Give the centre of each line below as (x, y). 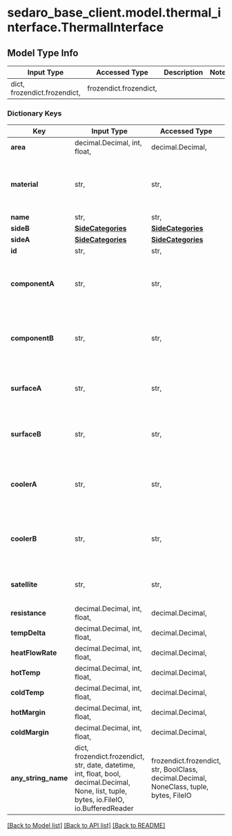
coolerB (24, 539)
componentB (32, 338)
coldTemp (28, 693)
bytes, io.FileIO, (100, 800)
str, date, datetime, (105, 765)
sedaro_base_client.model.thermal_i (114, 13)
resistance (29, 613)
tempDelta (28, 633)
